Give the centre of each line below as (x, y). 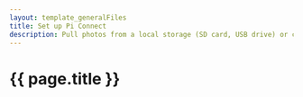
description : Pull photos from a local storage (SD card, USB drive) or (149, 34)
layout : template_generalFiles (68, 18)
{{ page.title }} (65, 79)
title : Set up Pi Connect (58, 26)
